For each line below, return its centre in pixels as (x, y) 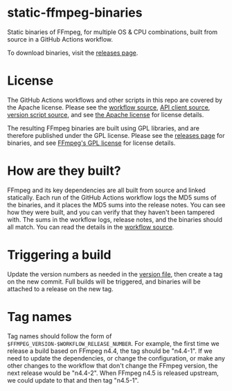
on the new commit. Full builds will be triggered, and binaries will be (104, 281)
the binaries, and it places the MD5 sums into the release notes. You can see (116, 205)
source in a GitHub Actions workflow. (60, 39)
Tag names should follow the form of (60, 336)
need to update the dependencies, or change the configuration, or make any (116, 358)
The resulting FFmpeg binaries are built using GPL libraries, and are (103, 128)
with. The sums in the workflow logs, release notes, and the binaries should (115, 219)
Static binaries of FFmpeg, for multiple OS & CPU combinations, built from (113, 32)
